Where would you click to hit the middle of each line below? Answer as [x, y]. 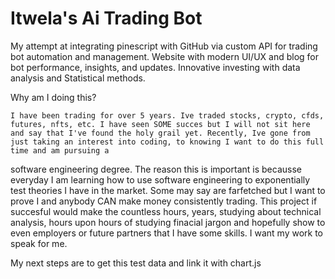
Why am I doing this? [53, 97]
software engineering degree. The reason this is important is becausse [156, 169]
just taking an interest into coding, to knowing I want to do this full [167, 142]
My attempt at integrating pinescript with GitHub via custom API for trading [164, 46]
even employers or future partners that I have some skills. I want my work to [166, 233]
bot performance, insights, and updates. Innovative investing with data [155, 67]
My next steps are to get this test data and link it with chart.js [136, 263]
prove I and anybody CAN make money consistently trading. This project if [164, 201]
